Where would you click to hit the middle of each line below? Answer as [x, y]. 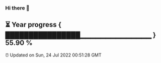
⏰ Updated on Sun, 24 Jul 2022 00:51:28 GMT [53, 55]
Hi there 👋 [18, 8]
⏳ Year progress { [33, 25]
